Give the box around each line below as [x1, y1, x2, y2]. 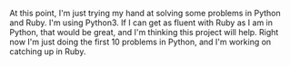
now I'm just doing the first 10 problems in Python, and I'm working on [9, 36, 272, 47]
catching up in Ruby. [9, 46, 86, 57]
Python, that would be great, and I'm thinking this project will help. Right [9, 27, 279, 37]
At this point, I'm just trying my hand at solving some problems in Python [9, 8, 281, 18]
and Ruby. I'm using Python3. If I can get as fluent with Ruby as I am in [9, 17, 273, 28]
